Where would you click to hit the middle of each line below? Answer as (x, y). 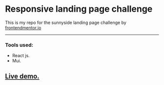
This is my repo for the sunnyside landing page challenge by (66, 22)
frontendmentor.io (23, 27)
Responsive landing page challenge (79, 9)
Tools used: (19, 45)
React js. (21, 56)
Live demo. (22, 76)
